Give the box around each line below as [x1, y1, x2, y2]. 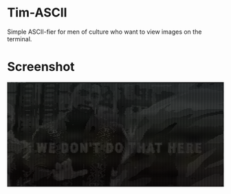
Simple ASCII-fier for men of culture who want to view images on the [7, 28, 202, 36]
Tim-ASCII [7, 5, 67, 21]
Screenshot [7, 59, 75, 75]
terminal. [7, 34, 32, 43]
